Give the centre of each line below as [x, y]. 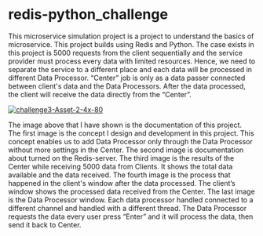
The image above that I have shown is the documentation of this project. [125, 125]
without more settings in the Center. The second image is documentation [126, 150]
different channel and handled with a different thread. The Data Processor [128, 208]
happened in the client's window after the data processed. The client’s [122, 183]
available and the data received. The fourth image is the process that [119, 175]
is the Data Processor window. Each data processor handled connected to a [131, 200]
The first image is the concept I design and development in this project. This [131, 133]
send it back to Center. [45, 224]
